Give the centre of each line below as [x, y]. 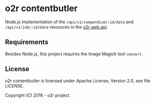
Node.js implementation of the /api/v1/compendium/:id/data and [70, 22]
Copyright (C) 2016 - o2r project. [38, 95]
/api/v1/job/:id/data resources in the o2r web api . [56, 27]
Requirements [27, 42]
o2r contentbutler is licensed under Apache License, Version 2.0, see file [78, 81]
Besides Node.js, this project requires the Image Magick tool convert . [74, 54]
